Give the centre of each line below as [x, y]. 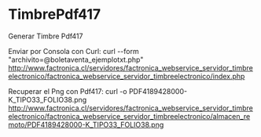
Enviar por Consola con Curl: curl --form [74, 51]
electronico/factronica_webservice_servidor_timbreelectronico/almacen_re [129, 116]
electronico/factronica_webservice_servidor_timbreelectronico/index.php [127, 76]
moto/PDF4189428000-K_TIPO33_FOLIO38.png [86, 124]
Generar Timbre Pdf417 [46, 36]
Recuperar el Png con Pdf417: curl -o [68, 91]
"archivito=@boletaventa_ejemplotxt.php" [76, 59]
